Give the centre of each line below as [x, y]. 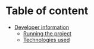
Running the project [47, 33]
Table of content [47, 11]
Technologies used [46, 40]
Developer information [42, 27]
